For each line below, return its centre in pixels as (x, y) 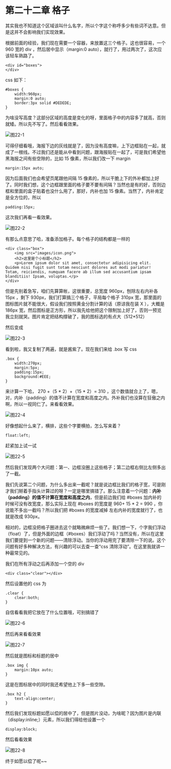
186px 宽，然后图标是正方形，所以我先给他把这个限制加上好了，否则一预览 (83, 310)
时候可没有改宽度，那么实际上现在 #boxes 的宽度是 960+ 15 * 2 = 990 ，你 (84, 503)
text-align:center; (35, 698)
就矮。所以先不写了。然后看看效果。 (43, 124)
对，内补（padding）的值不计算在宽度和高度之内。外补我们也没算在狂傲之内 (85, 398)
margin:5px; (27, 368)
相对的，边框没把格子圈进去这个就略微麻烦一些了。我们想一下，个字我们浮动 (85, 527)
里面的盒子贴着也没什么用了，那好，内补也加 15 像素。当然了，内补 (84, 191)
